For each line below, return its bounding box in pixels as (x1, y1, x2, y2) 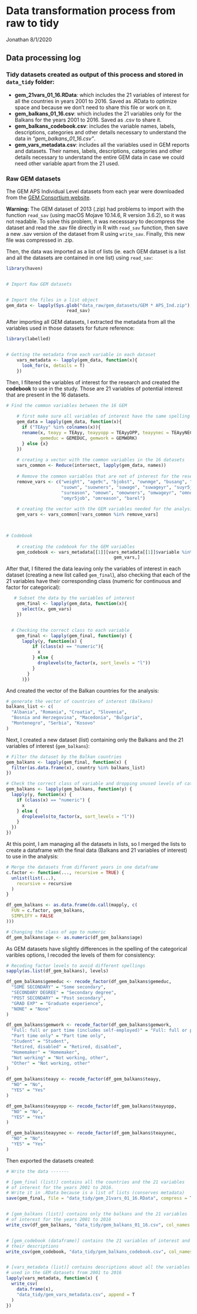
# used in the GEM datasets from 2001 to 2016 (6, 1270, 122, 1276)
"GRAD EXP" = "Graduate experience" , (11, 1000, 104, 1007)
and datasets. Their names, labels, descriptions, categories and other (14, 147, 183, 154)
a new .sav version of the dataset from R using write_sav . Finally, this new (6, 230, 185, 237)
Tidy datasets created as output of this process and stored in (6, 70, 184, 79)
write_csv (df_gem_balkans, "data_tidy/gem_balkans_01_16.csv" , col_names (6, 1222, 191, 1228)
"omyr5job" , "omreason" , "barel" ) (61, 495, 145, 501)
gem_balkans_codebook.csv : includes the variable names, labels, (14, 122, 176, 130)
